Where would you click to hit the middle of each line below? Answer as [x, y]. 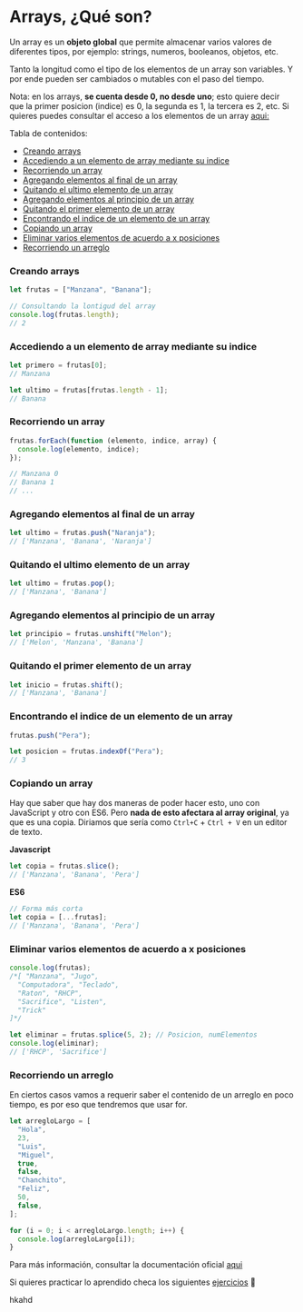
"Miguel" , [36, 1155]
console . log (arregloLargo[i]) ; [77, 1239]
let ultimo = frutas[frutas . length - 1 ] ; [89, 390]
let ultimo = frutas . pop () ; [63, 583]
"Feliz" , [34, 1189]
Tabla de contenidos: [49, 133]
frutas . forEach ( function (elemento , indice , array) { [113, 441]
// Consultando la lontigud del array [83, 306]
